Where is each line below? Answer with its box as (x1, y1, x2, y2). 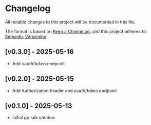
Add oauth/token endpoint (12, 60, 65, 66)
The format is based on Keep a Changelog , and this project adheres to (5, 28, 146, 34)
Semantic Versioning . (5, 34, 48, 39)
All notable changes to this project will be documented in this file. (5, 19, 136, 25)
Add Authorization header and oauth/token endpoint (12, 88, 117, 93)
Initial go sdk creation (12, 115, 56, 121)
